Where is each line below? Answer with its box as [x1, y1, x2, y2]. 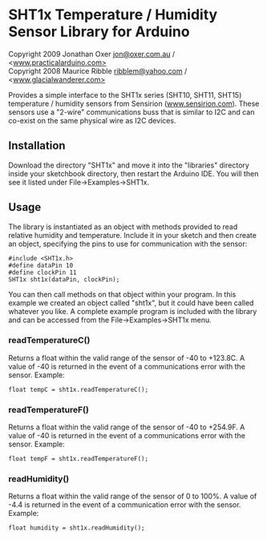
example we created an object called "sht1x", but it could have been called [8, 298, 254, 308]
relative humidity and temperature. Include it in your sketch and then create [8, 230, 257, 240]
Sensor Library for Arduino [8, 22, 190, 41]
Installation [8, 139, 66, 153]
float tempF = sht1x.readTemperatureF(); [8, 455, 149, 463]
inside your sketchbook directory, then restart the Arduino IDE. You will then [8, 168, 259, 178]
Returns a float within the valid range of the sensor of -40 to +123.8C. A [8, 353, 245, 362]
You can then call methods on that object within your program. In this [8, 289, 237, 299]
